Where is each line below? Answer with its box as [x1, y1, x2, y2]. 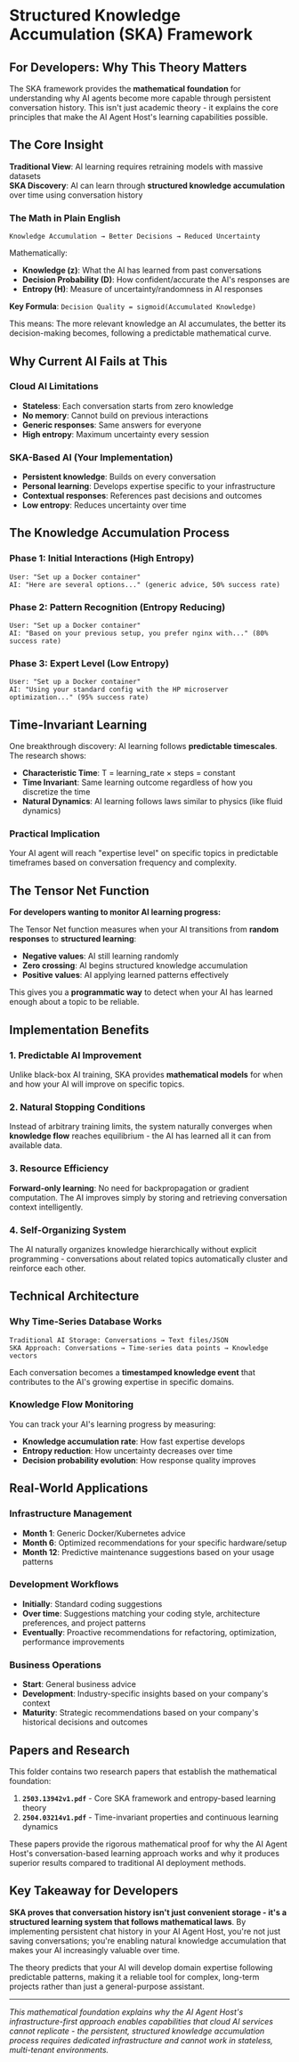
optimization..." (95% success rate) [9, 693, 149, 702]
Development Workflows [9, 1578, 119, 1591]
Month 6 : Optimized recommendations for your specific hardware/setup [21, 1537, 287, 1548]
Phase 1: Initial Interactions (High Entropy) [9, 552, 195, 565]
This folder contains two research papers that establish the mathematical [9, 1765, 278, 1777]
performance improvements [21, 1636, 125, 1647]
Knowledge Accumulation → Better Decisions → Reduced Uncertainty [9, 232, 261, 241]
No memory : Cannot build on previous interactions [21, 410, 209, 420]
